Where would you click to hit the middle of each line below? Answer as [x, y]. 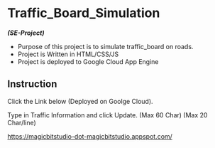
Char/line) [22, 122]
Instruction [32, 84]
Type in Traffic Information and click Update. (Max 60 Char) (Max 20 [107, 115]
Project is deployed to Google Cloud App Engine [88, 61]
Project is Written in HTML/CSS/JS [68, 54]
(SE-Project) [26, 33]
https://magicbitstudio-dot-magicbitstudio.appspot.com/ [90, 136]
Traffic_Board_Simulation [84, 13]
